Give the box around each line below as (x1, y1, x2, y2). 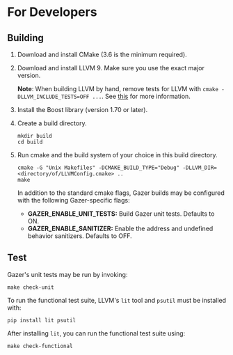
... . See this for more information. (92, 92, 191, 100)
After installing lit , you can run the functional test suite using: (7, 329, 186, 338)
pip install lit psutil (7, 317, 77, 324)
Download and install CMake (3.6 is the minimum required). (17, 50, 188, 58)
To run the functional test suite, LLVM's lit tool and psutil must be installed (7, 296, 227, 304)
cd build (17, 139, 43, 145)
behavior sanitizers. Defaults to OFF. (27, 232, 132, 240)
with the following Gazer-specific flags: (17, 196, 130, 204)
